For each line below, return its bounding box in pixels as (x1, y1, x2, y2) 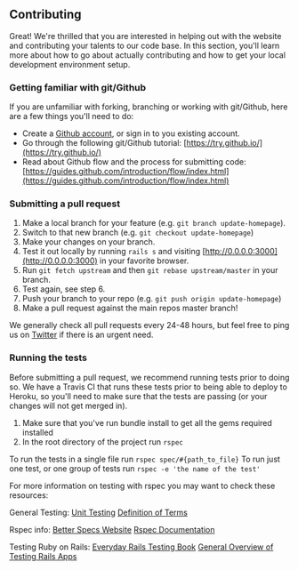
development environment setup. (9, 59, 131, 69)
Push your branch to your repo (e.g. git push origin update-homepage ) (21, 293, 282, 304)
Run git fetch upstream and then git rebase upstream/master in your (21, 265, 278, 276)
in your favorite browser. (99, 255, 189, 266)
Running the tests (9, 351, 87, 364)
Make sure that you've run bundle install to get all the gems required (21, 417, 273, 428)
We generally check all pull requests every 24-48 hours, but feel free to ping (9, 320, 290, 331)
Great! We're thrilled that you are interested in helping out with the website (9, 30, 282, 41)
